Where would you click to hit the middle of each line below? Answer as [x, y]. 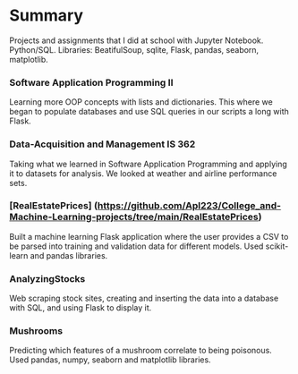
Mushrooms [36, 331]
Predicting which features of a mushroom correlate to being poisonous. [141, 351]
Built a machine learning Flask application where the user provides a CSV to [149, 236]
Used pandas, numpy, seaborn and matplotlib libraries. [111, 360]
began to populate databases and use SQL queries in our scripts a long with [149, 112]
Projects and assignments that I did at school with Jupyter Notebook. [136, 40]
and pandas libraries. [69, 255]
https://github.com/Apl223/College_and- [189, 206]
